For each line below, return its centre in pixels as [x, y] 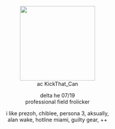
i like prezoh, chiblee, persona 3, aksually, [57, 113]
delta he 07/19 [57, 95]
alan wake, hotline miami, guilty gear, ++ [57, 120]
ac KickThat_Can [57, 84]
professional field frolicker [57, 102]
